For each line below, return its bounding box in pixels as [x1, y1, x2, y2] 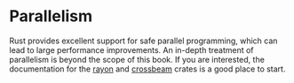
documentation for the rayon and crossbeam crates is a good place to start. [9, 64, 286, 74]
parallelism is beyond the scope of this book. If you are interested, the [9, 54, 265, 64]
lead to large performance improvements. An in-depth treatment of [9, 44, 255, 55]
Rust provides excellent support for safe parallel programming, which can [9, 35, 278, 46]
